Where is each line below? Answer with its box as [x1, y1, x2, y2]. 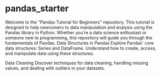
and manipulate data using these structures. [5, 50, 94, 56]
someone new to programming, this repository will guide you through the [5, 35, 153, 41]
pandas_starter [5, 3, 69, 14]
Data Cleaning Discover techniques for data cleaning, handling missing [5, 60, 149, 66]
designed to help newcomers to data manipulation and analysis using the [5, 24, 153, 30]
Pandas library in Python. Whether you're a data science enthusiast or [5, 29, 147, 35]
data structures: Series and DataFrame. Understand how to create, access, [5, 45, 157, 51]
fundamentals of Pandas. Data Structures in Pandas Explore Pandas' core [5, 40, 154, 46]
